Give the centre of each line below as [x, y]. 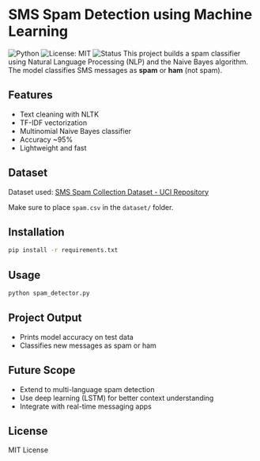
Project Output [45, 318]
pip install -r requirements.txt [63, 250]
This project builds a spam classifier [182, 53]
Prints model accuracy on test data [77, 337]
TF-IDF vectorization [53, 122]
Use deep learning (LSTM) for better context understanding [117, 398]
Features [30, 95]
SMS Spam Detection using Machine [130, 15]
